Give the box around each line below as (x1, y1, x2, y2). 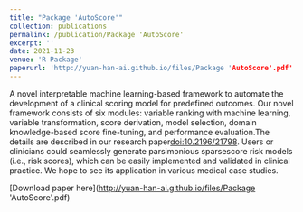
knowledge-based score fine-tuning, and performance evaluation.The (9, 126, 270, 137)
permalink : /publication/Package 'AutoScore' (9, 30, 184, 39)
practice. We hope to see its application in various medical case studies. (9, 164, 279, 176)
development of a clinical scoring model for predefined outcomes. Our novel (9, 97, 294, 108)
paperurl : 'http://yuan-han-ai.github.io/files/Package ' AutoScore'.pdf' (9, 64, 294, 73)
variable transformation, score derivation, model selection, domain (9, 116, 258, 127)
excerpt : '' (9, 38, 54, 48)
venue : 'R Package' (9, 55, 83, 64)
